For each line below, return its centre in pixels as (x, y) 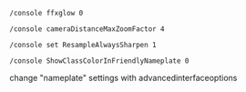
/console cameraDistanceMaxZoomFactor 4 (87, 29)
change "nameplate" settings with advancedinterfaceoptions (123, 78)
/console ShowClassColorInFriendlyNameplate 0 (99, 61)
